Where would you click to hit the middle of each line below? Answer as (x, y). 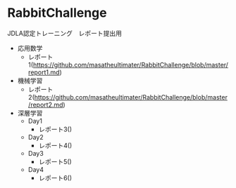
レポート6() (55, 177)
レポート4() (55, 145)
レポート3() (55, 129)
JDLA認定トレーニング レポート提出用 (64, 33)
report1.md (44, 72)
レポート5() (55, 161)
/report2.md (45, 105)
